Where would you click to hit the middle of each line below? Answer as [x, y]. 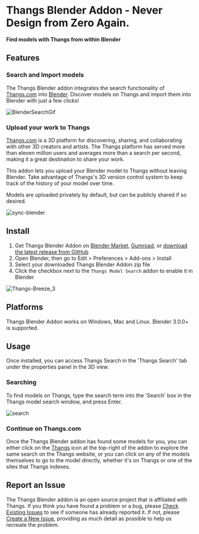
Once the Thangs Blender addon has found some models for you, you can [97, 441]
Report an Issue [36, 485]
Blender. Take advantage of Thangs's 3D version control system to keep [94, 177]
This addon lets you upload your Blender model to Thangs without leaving [97, 170]
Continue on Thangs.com [44, 428]
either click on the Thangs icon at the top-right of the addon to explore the [97, 447]
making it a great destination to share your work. [65, 159]
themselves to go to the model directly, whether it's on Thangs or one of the [99, 460]
